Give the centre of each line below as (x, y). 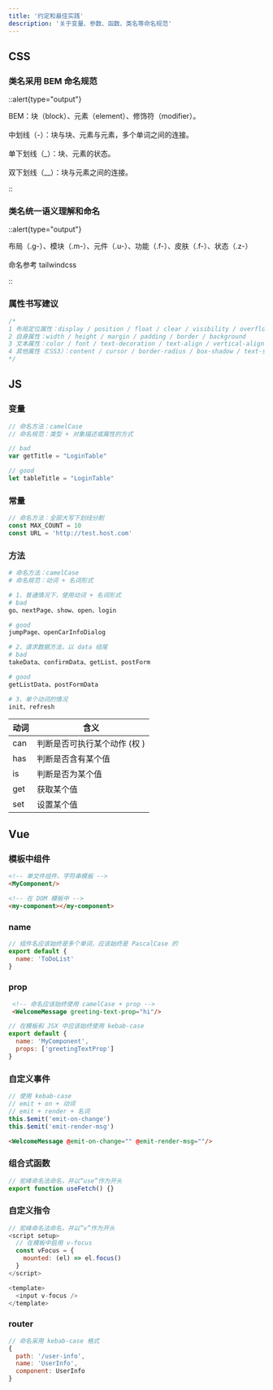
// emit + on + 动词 (42, 1104)
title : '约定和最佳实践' (46, 16)
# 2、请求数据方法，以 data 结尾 (58, 647)
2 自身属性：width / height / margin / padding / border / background (127, 337)
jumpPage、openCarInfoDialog (57, 632)
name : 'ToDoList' (45, 959)
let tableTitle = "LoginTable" (61, 479)
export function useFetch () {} (61, 1188)
